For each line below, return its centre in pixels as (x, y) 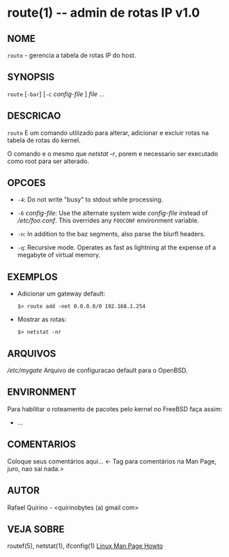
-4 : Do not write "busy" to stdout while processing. (90, 199)
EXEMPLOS (32, 277)
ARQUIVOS (32, 353)
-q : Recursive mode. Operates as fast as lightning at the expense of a (117, 247)
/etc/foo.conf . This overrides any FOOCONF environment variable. (108, 220)
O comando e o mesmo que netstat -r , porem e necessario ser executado (113, 153)
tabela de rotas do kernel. (44, 140)
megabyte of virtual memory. (59, 255)
